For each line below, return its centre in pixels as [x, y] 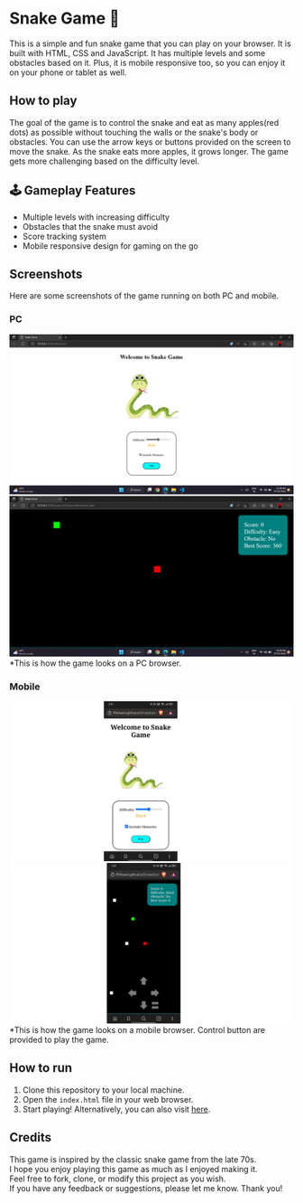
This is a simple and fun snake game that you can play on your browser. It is [150, 43]
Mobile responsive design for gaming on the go [110, 246]
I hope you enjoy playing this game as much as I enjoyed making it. [134, 1169]
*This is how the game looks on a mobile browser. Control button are [138, 1029]
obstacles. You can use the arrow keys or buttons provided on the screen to [150, 142]
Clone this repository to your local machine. [103, 1090]
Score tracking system [64, 236]
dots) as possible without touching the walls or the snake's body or [134, 132]
